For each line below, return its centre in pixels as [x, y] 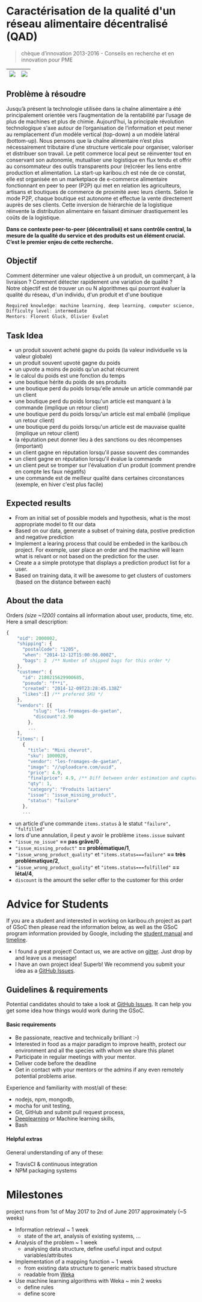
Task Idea [25, 335]
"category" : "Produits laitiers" [70, 790]
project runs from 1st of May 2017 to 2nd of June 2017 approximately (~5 [96, 1211]
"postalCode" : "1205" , [50, 649]
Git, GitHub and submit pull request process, [70, 1112]
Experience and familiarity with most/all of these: [67, 1088]
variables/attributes [48, 1255]
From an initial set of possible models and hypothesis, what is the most [103, 518]
